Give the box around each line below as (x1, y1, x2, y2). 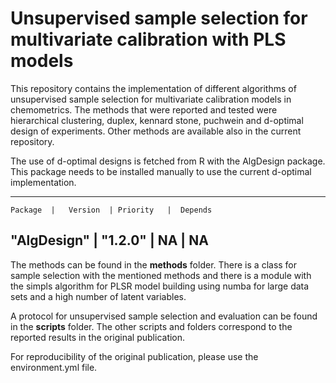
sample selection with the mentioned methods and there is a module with (10, 269, 312, 281)
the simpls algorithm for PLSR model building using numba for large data (10, 280, 310, 292)
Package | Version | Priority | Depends (10, 205, 213, 215)
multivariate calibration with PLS (10, 28, 287, 51)
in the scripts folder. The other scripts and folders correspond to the (10, 320, 293, 332)
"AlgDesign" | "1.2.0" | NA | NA (10, 232, 209, 249)
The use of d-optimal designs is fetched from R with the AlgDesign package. (10, 155, 326, 167)
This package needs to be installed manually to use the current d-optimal (10, 165, 312, 177)
